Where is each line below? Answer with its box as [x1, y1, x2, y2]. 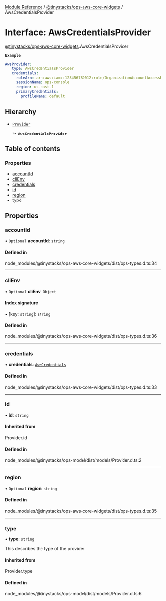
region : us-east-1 [16, 84, 54, 90]
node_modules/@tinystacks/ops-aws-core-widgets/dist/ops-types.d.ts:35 [5, 508, 157, 514]
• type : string [5, 536, 35, 542]
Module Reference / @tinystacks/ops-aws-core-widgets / [5, 4, 123, 10]
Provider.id [5, 435, 27, 441]
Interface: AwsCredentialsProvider [5, 27, 151, 38]
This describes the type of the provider [5, 546, 85, 552]
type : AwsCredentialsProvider [11, 66, 74, 71]
